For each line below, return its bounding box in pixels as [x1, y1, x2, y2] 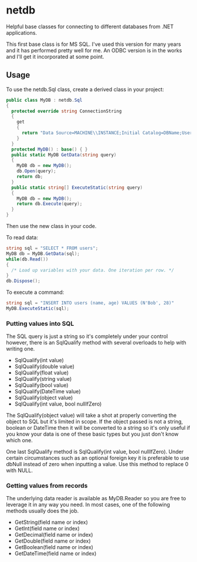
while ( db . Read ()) [6, 256, 49, 262]
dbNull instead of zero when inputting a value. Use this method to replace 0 [6, 461, 189, 468]
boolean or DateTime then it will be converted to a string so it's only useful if [6, 424, 191, 431]
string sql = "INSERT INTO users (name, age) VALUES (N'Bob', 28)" [6, 300, 175, 306]
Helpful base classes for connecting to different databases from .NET [6, 23, 174, 30]
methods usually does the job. [6, 507, 79, 514]
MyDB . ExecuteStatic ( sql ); [6, 306, 69, 312]
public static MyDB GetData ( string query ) [11, 152, 117, 158]
